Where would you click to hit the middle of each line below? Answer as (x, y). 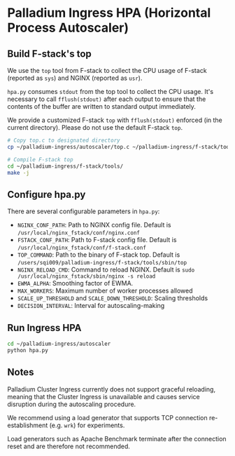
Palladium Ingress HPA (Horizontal (109, 13)
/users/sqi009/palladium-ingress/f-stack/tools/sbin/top (102, 263)
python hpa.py (28, 350)
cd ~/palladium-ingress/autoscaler (59, 344)
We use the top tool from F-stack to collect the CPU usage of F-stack (107, 71)
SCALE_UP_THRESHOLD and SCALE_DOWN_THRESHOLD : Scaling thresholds (113, 298)
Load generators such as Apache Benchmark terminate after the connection (117, 438)
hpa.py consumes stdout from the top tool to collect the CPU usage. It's (111, 92)
